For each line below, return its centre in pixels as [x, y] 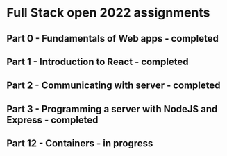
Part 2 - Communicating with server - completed [113, 86]
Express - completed [52, 120]
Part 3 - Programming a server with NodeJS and [112, 109]
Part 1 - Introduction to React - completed [98, 61]
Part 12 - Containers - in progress [80, 144]
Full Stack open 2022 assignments [108, 13]
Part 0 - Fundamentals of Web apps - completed [113, 38]
